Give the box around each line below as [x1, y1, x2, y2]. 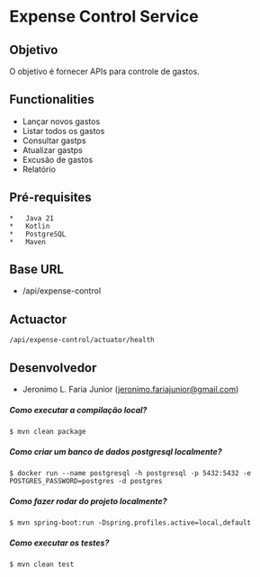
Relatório [22, 164, 57, 175]
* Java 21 [9, 213, 54, 222]
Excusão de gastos [22, 154, 94, 165]
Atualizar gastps [22, 144, 83, 155]
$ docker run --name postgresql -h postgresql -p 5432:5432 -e [9, 469, 252, 478]
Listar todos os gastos [22, 125, 105, 136]
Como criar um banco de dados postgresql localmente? [9, 446, 222, 456]
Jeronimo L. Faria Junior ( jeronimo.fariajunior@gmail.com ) [22, 384, 239, 395]
